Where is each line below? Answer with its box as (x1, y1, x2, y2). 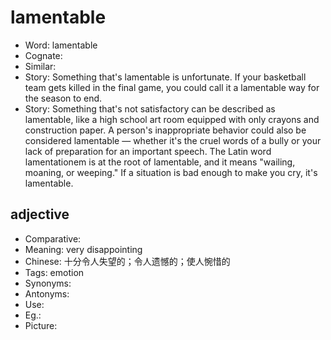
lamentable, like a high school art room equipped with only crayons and (24, 113, 320, 125)
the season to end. (24, 92, 103, 104)
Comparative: (24, 232, 82, 245)
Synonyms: (24, 277, 72, 289)
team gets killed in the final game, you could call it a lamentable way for (24, 81, 320, 93)
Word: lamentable (24, 39, 98, 51)
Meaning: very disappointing (24, 243, 143, 255)
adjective (10, 206, 70, 223)
